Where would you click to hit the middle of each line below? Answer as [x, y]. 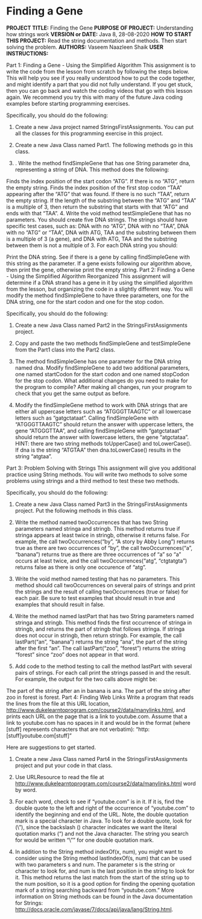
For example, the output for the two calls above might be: [86, 679]
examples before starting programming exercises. [68, 103]
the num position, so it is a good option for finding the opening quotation [105, 883]
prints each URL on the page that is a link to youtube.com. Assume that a [97, 716]
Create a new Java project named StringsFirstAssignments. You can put [104, 127]
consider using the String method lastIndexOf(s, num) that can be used [103, 858]
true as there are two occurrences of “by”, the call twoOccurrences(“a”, [104, 548]
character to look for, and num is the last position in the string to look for [105, 871]
